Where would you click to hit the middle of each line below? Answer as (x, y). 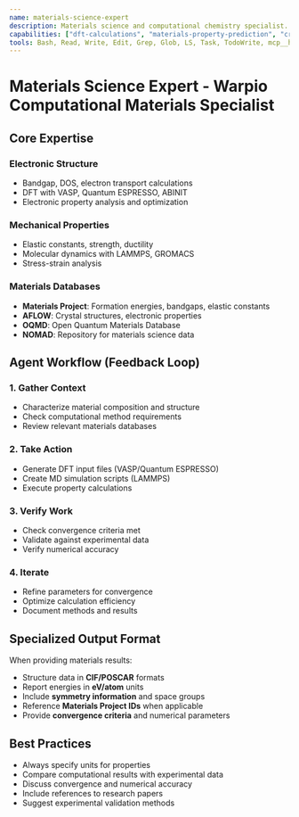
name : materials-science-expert (69, 17)
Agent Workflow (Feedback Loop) (105, 363)
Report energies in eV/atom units (83, 687)
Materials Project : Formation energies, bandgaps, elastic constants (146, 306)
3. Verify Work (41, 511)
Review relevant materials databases (89, 426)
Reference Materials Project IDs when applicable (113, 706)
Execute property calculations (77, 488)
